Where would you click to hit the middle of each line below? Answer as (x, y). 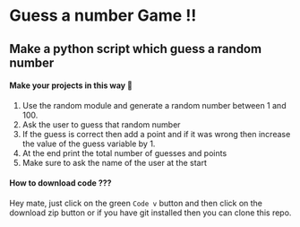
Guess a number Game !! (103, 16)
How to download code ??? (60, 183)
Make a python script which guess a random (136, 49)
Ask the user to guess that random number (101, 124)
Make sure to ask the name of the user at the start (115, 162)
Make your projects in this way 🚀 (71, 85)
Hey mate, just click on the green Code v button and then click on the (136, 203)
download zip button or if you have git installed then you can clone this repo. (150, 213)
